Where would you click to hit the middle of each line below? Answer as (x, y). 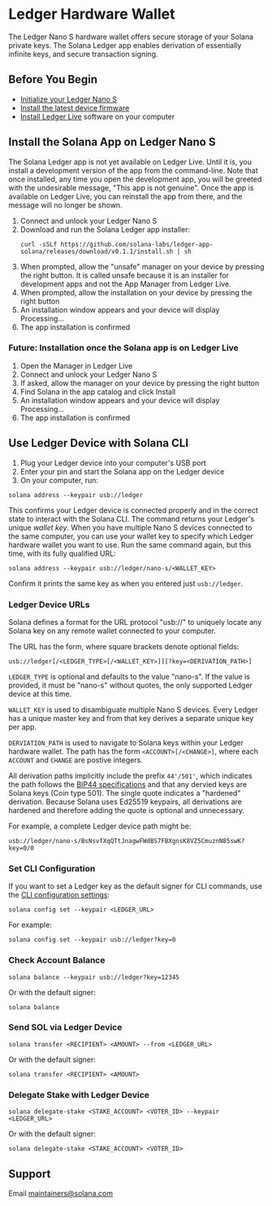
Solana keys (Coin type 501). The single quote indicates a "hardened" (125, 793)
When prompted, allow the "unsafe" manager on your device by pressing (142, 266)
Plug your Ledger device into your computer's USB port (113, 463)
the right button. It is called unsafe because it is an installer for (125, 275)
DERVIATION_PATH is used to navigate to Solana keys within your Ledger (126, 742)
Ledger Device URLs (49, 605)
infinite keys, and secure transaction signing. (83, 54)
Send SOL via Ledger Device (65, 1028)
